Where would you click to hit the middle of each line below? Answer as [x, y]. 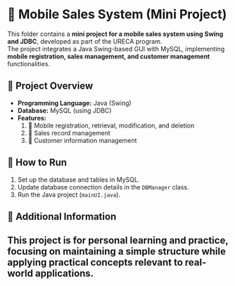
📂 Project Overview [50, 86]
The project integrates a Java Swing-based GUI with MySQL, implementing [116, 49]
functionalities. [29, 63]
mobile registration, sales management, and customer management [109, 56]
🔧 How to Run [37, 162]
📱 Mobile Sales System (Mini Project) [117, 14]
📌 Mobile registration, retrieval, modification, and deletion [111, 125]
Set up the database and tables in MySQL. [78, 180]
